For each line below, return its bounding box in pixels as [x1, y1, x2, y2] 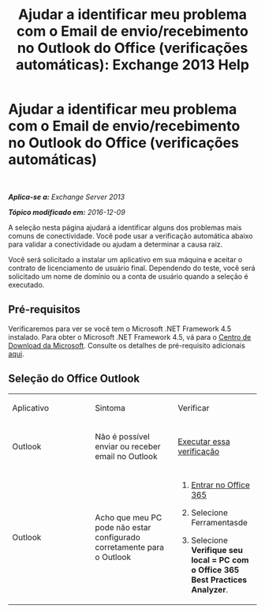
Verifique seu [191, 544, 243, 555]
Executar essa [177, 436, 230, 447]
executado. [8, 280, 45, 289]
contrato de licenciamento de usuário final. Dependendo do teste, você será [8, 263, 256, 273]
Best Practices [191, 574, 247, 585]
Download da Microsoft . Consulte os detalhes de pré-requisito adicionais [8, 340, 246, 350]
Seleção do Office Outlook [8, 372, 140, 385]
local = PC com [191, 555, 249, 566]
